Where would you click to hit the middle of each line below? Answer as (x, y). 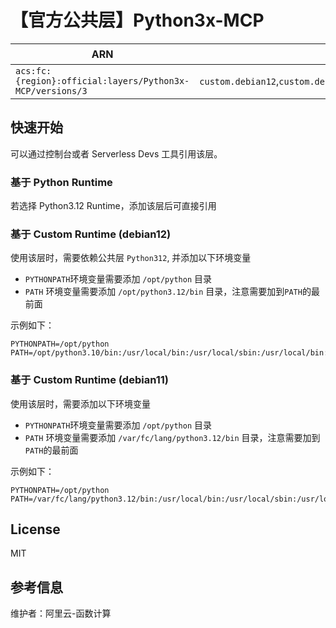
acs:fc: (33, 70)
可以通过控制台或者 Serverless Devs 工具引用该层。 (116, 153)
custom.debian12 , (239, 81)
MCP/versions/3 (51, 90)
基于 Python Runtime (61, 182)
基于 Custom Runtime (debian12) (91, 234)
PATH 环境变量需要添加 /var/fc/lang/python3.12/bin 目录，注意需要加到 (172, 437)
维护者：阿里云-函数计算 (61, 613)
